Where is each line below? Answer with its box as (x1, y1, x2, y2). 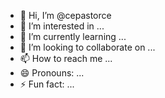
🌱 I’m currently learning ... (19, 31, 127, 42)
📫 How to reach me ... (19, 53, 113, 64)
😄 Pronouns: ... (19, 67, 85, 79)
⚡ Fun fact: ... (19, 78, 75, 90)
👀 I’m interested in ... (19, 20, 105, 32)
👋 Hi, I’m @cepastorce (19, 10, 112, 21)
